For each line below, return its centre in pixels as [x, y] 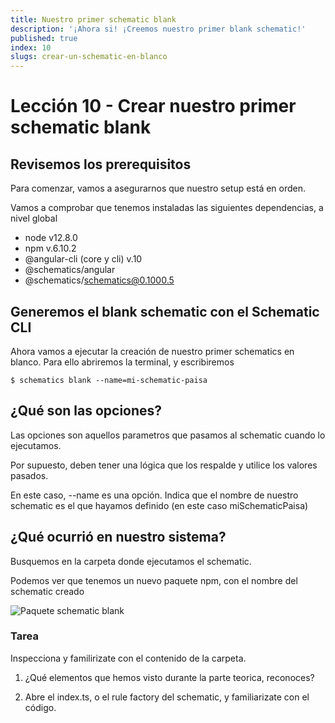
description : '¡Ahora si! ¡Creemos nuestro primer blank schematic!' [158, 29]
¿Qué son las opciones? [86, 411]
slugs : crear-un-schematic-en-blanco [89, 57]
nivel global [34, 218]
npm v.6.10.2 [50, 248]
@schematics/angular [70, 270]
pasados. [29, 475]
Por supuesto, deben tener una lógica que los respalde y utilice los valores [164, 465]
